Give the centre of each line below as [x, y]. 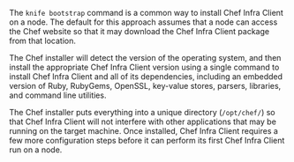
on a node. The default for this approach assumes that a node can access [143, 22]
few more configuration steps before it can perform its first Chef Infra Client [147, 140]
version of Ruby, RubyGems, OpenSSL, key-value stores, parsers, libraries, [145, 86]
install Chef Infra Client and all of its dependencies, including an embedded [146, 77]
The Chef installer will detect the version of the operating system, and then [145, 58]
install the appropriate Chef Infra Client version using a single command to [144, 67]
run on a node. [36, 150]
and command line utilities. [58, 95]
